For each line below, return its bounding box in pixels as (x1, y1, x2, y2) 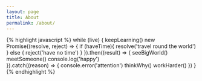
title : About (6, 14, 39, 20)
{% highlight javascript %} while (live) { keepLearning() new (6, 37, 155, 44)
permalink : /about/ (6, 20, 56, 26)
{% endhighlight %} (6, 68, 56, 76)
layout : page (6, 8, 39, 15)
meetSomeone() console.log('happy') (6, 55, 100, 63)
